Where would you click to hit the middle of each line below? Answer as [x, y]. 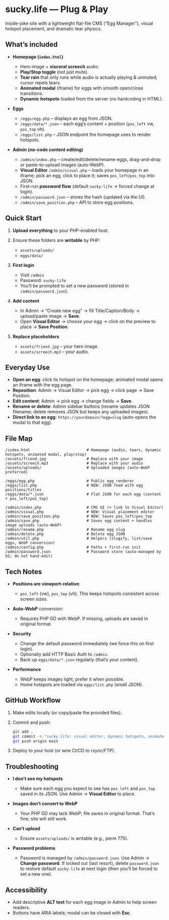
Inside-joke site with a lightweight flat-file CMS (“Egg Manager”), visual [79, 23]
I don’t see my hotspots [38, 779]
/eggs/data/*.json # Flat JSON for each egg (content [83, 494]
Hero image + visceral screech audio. [60, 66]
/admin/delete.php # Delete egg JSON [65, 534]
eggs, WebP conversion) [30, 543]
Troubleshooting [32, 766]
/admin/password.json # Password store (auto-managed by [83, 552]
